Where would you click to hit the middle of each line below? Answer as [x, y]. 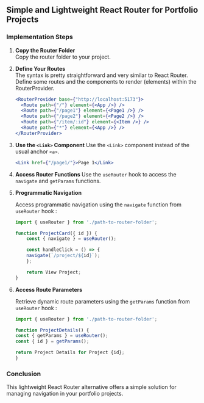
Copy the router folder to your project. [63, 57]
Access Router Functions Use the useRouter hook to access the [96, 174]
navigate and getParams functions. [58, 181]
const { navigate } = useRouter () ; [72, 239]
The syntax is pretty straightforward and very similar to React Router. [101, 75]
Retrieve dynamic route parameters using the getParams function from [102, 301]
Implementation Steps [40, 37]
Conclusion [24, 374]
